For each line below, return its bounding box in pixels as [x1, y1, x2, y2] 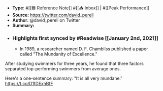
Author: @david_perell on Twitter [12, 17, 80, 23]
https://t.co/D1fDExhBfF [5, 81, 53, 87]
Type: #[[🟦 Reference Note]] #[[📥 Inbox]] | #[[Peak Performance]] [12, 5, 150, 11]
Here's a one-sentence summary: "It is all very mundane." [5, 75, 123, 81]
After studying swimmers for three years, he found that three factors [5, 61, 144, 66]
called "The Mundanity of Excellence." [19, 51, 98, 57]
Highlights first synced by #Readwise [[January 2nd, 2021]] [12, 34, 159, 41]
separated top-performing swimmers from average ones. [5, 66, 121, 72]
